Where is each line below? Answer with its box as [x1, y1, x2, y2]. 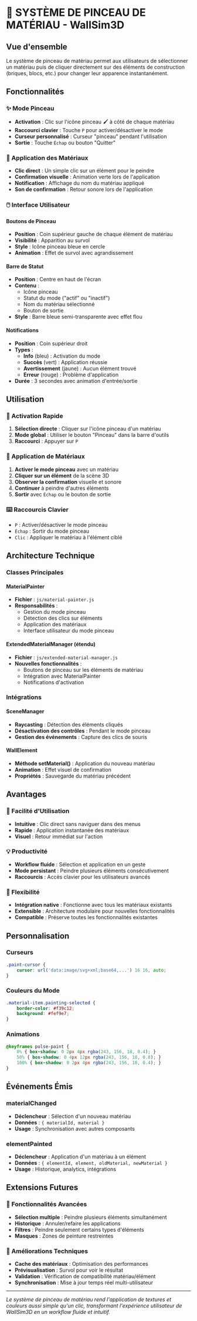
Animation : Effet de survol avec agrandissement [14, 250, 134, 257]
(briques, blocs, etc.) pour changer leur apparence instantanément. [6, 70, 169, 76]
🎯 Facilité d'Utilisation [6, 807, 70, 815]
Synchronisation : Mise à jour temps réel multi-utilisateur [14, 1279, 154, 1286]
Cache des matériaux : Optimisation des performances [14, 1260, 148, 1267]
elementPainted [6, 1140, 53, 1148]
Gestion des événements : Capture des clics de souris [14, 733, 148, 740]
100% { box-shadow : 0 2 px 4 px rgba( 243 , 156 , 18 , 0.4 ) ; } [16, 1060, 161, 1066]
